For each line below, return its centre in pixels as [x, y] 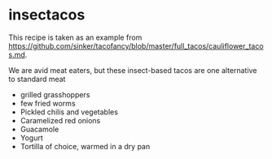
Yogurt [31, 138]
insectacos [47, 15]
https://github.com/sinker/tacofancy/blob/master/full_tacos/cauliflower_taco [136, 45]
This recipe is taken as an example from [75, 37]
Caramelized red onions [60, 120]
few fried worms [48, 103]
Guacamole [39, 129]
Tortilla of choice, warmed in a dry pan [85, 146]
